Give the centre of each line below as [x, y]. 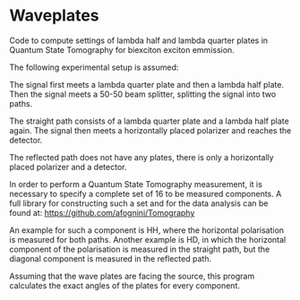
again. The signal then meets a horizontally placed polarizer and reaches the [150, 130]
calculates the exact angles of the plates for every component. [124, 285]
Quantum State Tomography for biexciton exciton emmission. [122, 49]
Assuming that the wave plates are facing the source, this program [132, 276]
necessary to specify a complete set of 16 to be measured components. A [146, 193]
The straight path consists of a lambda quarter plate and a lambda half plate [149, 121]
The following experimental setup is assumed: [94, 67]
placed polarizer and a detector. [68, 167]
